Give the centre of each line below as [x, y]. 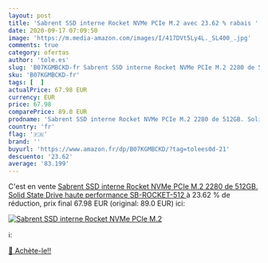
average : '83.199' [39, 164]
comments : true [33, 45]
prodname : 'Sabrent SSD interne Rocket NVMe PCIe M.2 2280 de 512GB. [126, 120]
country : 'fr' [32, 127]
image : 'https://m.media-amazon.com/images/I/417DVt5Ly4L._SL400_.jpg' [130, 38]
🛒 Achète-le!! [30, 251]
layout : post [30, 16]
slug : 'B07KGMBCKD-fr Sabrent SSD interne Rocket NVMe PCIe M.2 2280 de [132, 68]
